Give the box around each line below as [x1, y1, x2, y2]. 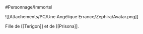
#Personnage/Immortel [5, 4, 53, 10]
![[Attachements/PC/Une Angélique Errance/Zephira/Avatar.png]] [5, 14, 139, 19]
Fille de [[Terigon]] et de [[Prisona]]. [5, 23, 79, 29]
